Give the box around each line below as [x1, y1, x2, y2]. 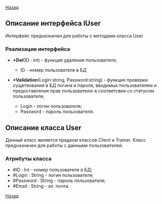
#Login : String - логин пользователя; [12, 172, 94, 178]
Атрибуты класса [5, 155, 52, 162]
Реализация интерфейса [5, 46, 71, 53]
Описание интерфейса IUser [5, 19, 101, 28]
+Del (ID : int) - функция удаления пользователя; [12, 57, 118, 63]
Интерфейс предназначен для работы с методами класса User [5, 33, 144, 39]
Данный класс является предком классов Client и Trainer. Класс [5, 137, 147, 143]
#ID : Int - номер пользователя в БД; [12, 167, 92, 173]
